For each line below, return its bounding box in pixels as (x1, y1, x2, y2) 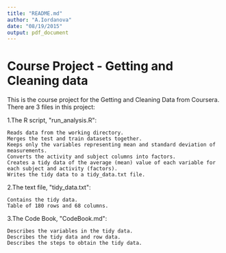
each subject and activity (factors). (7, 165, 118, 172)
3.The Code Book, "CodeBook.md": (7, 215, 108, 223)
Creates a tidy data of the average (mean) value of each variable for (7, 159, 216, 166)
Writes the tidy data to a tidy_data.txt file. (7, 172, 146, 178)
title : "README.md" (7, 10, 63, 17)
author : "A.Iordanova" (7, 16, 72, 23)
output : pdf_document (7, 29, 69, 36)
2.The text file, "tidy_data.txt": (7, 183, 91, 191)
